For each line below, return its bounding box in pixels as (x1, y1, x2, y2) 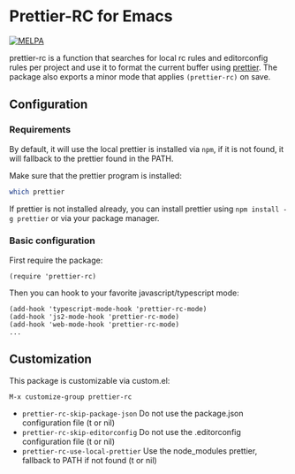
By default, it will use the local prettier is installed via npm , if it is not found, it (9, 143, 284, 154)
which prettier (9, 187, 65, 196)
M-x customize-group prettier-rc (9, 392, 132, 401)
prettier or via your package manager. (17, 212, 160, 223)
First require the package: (9, 255, 103, 265)
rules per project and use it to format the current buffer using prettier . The (9, 62, 278, 73)
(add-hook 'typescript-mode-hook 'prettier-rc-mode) (9, 304, 208, 313)
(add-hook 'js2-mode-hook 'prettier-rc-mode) (9, 312, 179, 321)
